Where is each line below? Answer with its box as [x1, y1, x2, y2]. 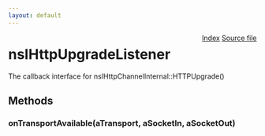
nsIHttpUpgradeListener [8, 45, 171, 63]
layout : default [8, 11, 62, 20]
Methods [8, 94, 54, 107]
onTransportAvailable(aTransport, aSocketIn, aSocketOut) [8, 117, 236, 128]
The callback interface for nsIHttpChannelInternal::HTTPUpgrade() [8, 72, 225, 81]
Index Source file [202, 33, 257, 42]
